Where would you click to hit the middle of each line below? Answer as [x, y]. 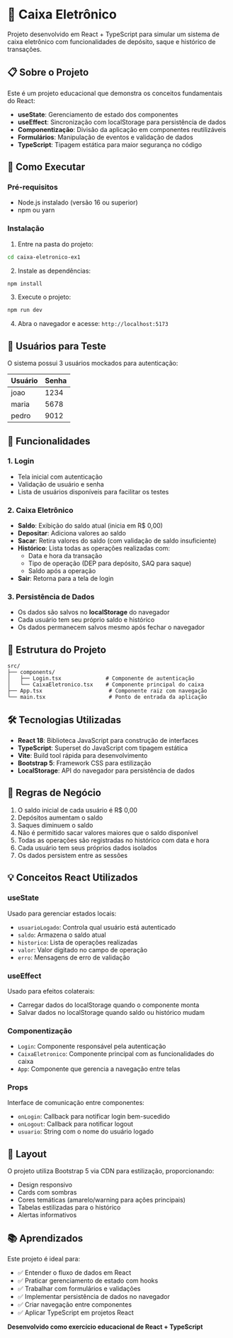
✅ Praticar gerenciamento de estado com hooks [88, 1280]
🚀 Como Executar [46, 167]
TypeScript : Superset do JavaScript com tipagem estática [103, 748]
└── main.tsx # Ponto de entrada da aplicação [107, 697]
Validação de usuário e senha [61, 484]
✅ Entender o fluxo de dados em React [74, 1273]
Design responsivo [45, 1185]
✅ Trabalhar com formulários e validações [79, 1289]
